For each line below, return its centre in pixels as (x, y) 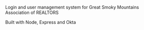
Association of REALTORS (32, 12)
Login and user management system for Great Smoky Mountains (72, 7)
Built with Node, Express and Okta (41, 22)
